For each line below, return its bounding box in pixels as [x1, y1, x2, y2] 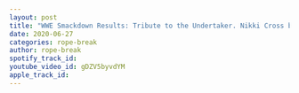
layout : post [9, 12, 58, 22]
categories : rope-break [9, 37, 98, 47]
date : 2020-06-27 [9, 29, 74, 38]
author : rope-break [9, 46, 82, 55]
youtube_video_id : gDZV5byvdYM [9, 63, 125, 72]
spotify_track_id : [9, 54, 77, 63]
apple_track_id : [9, 71, 69, 80]
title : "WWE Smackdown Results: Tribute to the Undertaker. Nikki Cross [9, 21, 285, 30]
